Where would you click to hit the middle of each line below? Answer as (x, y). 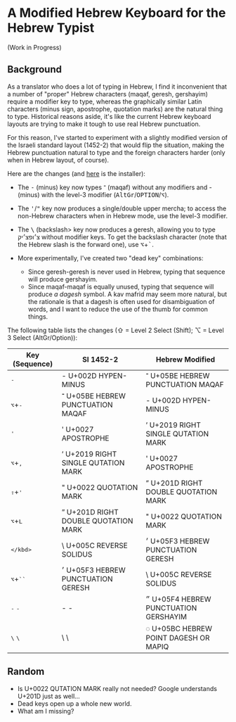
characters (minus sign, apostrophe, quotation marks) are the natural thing (115, 109)
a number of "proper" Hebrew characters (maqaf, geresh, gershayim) (108, 94)
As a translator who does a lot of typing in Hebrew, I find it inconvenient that (117, 87)
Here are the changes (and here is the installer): (77, 173)
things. (38, 316)
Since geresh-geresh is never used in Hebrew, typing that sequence (126, 272)
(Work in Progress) (34, 47)
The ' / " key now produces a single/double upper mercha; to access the (122, 208)
